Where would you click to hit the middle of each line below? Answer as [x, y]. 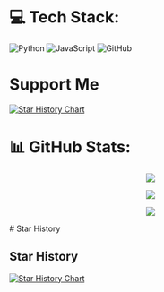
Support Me [54, 85]
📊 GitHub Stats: [70, 147]
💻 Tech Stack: [65, 17]
